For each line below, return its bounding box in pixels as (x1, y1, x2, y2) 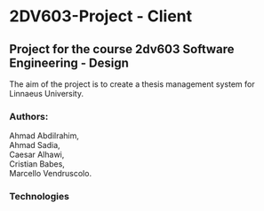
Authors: (9, 110, 49, 122)
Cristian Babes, (9, 159, 65, 169)
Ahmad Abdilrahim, (9, 130, 80, 141)
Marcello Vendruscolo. (9, 168, 92, 179)
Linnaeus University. (9, 89, 84, 98)
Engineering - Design (9, 55, 129, 70)
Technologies (9, 191, 69, 203)
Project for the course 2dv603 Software (9, 42, 235, 57)
